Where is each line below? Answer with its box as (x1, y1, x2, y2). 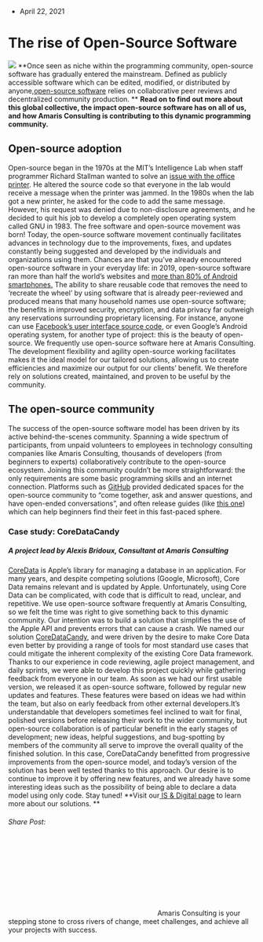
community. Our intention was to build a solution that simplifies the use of (8, 615, 246, 625)
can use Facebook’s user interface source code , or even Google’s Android (8, 321, 248, 330)
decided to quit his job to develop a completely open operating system (8, 213, 236, 222)
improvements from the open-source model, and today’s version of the (8, 758, 237, 767)
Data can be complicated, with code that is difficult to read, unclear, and (8, 590, 242, 600)
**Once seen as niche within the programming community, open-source (17, 60, 254, 70)
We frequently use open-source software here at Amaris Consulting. (34, 338, 256, 348)
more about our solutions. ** (8, 799, 100, 809)
